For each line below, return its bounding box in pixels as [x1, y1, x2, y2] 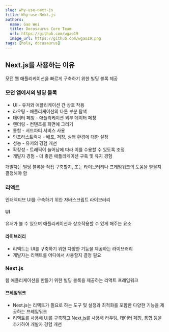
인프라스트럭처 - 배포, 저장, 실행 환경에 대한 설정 [12, 134, 108, 140]
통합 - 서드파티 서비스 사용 [12, 127, 65, 133]
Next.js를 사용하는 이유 [5, 61, 75, 69]
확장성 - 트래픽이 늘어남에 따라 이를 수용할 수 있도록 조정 [12, 146, 125, 152]
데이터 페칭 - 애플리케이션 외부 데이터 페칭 [12, 114, 97, 120]
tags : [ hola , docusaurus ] [5, 41, 60, 46]
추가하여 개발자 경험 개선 [12, 321, 62, 327]
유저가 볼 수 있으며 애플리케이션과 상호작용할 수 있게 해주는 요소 [5, 220, 132, 227]
